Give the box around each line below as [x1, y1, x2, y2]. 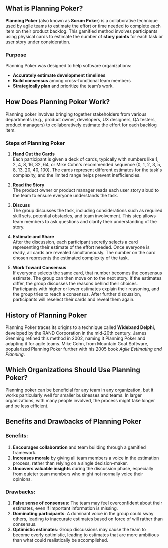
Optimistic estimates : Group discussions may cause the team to [12, 526, 146, 532]
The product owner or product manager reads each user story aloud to [12, 187, 159, 193]
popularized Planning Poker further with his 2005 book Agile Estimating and [5, 346, 162, 352]
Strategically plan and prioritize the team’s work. [12, 83, 114, 89]
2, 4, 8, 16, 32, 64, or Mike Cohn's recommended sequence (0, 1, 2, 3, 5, [12, 162, 161, 168]
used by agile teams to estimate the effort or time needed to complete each [5, 23, 161, 29]
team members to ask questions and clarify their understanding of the [12, 218, 157, 225]
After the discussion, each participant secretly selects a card [12, 239, 138, 245]
